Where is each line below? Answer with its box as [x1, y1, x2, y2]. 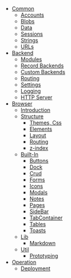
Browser [11, 100, 33, 107]
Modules [20, 56, 43, 63]
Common [11, 5, 34, 12]
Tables [29, 221, 46, 227]
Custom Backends [20, 69, 66, 75]
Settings [20, 81, 41, 88]
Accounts [20, 11, 44, 18]
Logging [20, 88, 41, 94]
